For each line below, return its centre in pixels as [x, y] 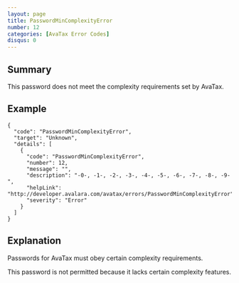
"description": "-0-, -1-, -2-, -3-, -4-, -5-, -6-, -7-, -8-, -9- [128, 175]
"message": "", [49, 169]
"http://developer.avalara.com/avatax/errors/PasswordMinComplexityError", [122, 194]
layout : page [27, 14]
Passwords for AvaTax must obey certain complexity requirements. [105, 258]
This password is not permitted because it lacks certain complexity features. [119, 272]
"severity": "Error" [57, 200]
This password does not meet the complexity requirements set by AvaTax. [116, 86]
